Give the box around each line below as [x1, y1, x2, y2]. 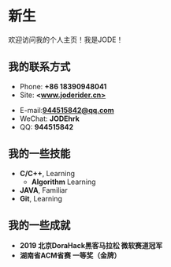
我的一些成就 [8, 218, 71, 231]
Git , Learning [19, 194, 63, 203]
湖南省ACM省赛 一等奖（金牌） [19, 250, 121, 261]
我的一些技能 [8, 147, 71, 160]
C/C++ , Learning [19, 168, 76, 178]
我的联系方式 [8, 60, 71, 73]
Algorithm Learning [31, 177, 96, 186]
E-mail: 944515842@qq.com [19, 105, 114, 115]
